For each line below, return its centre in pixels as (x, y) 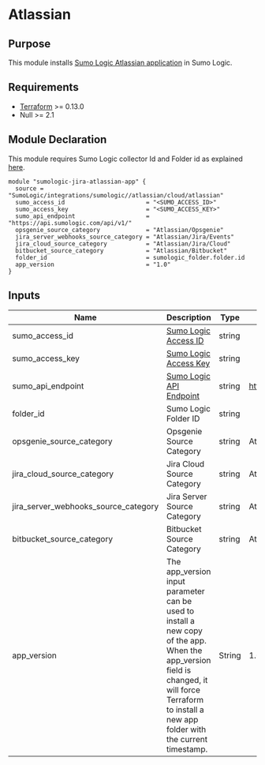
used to (180, 611)
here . (17, 167)
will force (183, 690)
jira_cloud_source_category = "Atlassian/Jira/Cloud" (123, 244)
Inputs (24, 296)
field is (179, 670)
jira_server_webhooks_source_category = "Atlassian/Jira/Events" (125, 237)
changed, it (187, 681)
